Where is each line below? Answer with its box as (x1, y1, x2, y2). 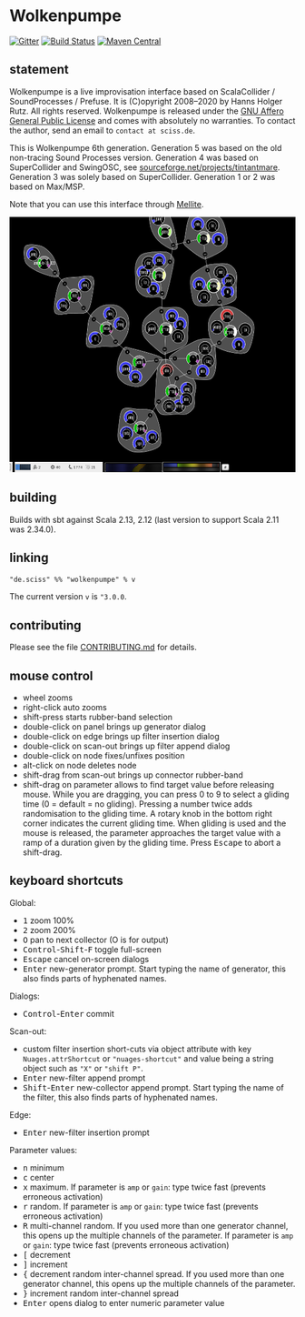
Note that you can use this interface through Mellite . (9, 198, 204, 209)
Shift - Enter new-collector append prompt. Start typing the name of (22, 1081, 284, 1092)
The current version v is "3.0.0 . (9, 591, 127, 602)
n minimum (22, 1161, 65, 1173)
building (9, 490, 57, 506)
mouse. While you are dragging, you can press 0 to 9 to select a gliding (22, 789, 290, 799)
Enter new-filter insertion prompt (22, 1127, 150, 1138)
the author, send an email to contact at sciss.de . (9, 125, 195, 136)
